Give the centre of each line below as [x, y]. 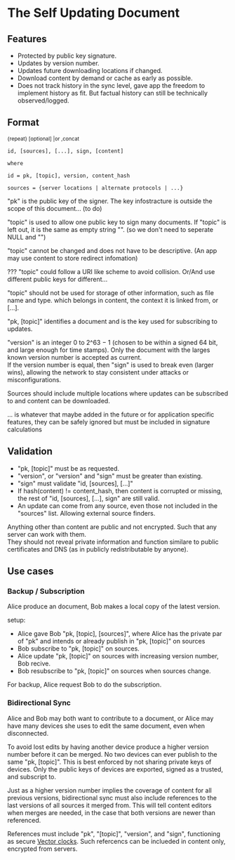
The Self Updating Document [94, 13]
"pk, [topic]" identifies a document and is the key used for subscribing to [112, 321]
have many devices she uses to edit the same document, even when [106, 726]
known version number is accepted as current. [75, 357]
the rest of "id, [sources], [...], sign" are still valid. [88, 498]
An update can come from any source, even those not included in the [117, 506]
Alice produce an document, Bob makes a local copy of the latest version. [114, 606]
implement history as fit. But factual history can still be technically [113, 93]
